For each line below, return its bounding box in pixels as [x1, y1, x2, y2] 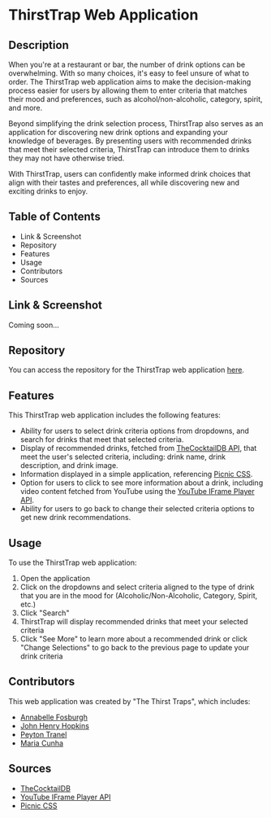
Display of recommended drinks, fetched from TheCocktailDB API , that [19, 444, 257, 453]
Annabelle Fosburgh [19, 712, 88, 722]
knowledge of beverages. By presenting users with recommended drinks [8, 136, 252, 146]
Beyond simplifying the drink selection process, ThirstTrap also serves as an [8, 119, 264, 128]
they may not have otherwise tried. [8, 153, 125, 163]
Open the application [19, 574, 91, 584]
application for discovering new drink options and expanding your [8, 128, 229, 137]
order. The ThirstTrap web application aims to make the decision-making [8, 77, 252, 86]
